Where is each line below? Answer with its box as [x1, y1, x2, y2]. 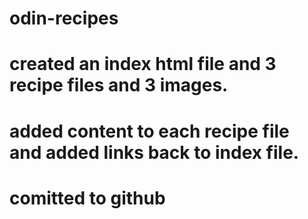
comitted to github [9, 187, 166, 209]
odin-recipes [9, 7, 119, 30]
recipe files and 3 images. [9, 74, 229, 97]
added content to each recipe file [9, 120, 290, 142]
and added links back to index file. [9, 141, 300, 164]
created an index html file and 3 [9, 53, 277, 76]
